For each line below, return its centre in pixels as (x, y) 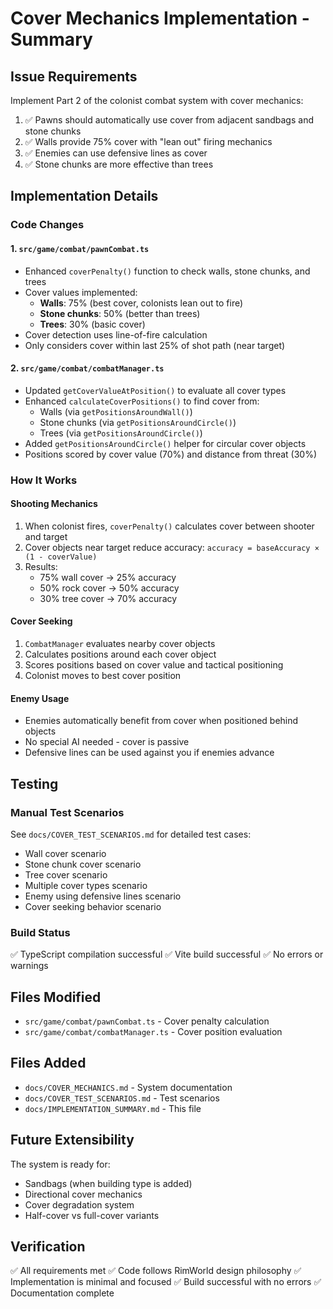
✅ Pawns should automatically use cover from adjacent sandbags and (169, 120)
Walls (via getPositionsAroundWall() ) (116, 411)
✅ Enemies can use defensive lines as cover (116, 153)
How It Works (44, 480)
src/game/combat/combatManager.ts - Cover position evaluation (153, 1032)
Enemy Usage (40, 698)
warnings (29, 966)
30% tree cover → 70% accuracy (108, 598)
